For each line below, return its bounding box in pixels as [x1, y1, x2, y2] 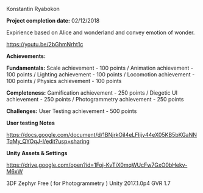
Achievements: [6, 53, 46, 60]
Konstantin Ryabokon [6, 5, 60, 12]
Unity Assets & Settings [6, 150, 68, 156]
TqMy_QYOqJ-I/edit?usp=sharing [6, 137, 90, 145]
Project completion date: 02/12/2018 [6, 17, 100, 24]
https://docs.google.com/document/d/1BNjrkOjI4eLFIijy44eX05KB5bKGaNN [6, 131, 197, 138]
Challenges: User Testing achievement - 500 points [6, 107, 137, 115]
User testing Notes [6, 119, 55, 126]
